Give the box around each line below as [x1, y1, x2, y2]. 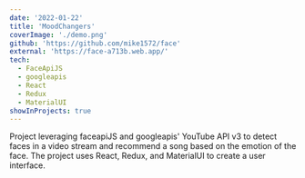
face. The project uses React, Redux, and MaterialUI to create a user [9, 151, 266, 162]
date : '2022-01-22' [9, 13, 84, 23]
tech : [9, 55, 30, 64]
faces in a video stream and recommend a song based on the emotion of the [9, 141, 297, 152]
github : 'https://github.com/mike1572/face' [9, 38, 181, 48]
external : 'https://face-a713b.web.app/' [9, 47, 169, 56]
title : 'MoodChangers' [9, 22, 96, 31]
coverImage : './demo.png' [9, 30, 107, 39]
